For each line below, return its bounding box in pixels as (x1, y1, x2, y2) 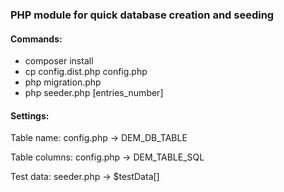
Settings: (10, 109, 50, 122)
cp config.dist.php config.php (24, 66, 148, 78)
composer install (24, 55, 94, 67)
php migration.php (24, 76, 102, 88)
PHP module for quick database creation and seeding (10, 8, 275, 22)
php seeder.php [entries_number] (24, 87, 164, 99)
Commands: (10, 33, 63, 45)
